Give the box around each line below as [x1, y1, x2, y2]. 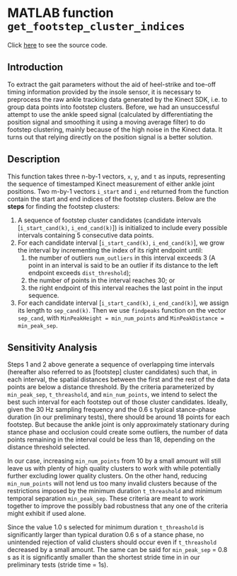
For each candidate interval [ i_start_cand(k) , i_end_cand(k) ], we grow [17, 238, 225, 247]
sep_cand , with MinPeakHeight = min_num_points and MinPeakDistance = [17, 313, 224, 322]
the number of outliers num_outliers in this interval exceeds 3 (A [28, 253, 216, 262]
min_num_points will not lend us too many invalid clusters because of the [7, 479, 217, 488]
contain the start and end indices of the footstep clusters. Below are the [7, 195, 216, 203]
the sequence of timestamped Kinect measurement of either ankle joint [7, 179, 215, 188]
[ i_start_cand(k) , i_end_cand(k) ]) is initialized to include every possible [17, 223, 228, 231]
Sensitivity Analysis [7, 341, 98, 353]
